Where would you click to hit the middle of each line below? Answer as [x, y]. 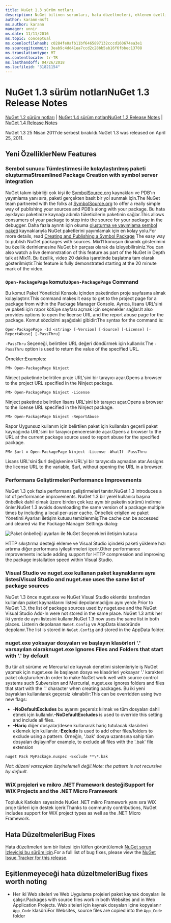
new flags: [16, 699]
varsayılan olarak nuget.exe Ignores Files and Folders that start [84, 649]
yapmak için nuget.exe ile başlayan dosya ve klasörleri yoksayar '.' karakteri [84, 672]
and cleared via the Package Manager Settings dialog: [62, 524]
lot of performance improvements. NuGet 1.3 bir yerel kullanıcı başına [78, 497]
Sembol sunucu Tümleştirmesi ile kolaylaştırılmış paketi [76, 169]
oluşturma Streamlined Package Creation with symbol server [81, 175]
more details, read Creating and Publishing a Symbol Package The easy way [85, 236]
